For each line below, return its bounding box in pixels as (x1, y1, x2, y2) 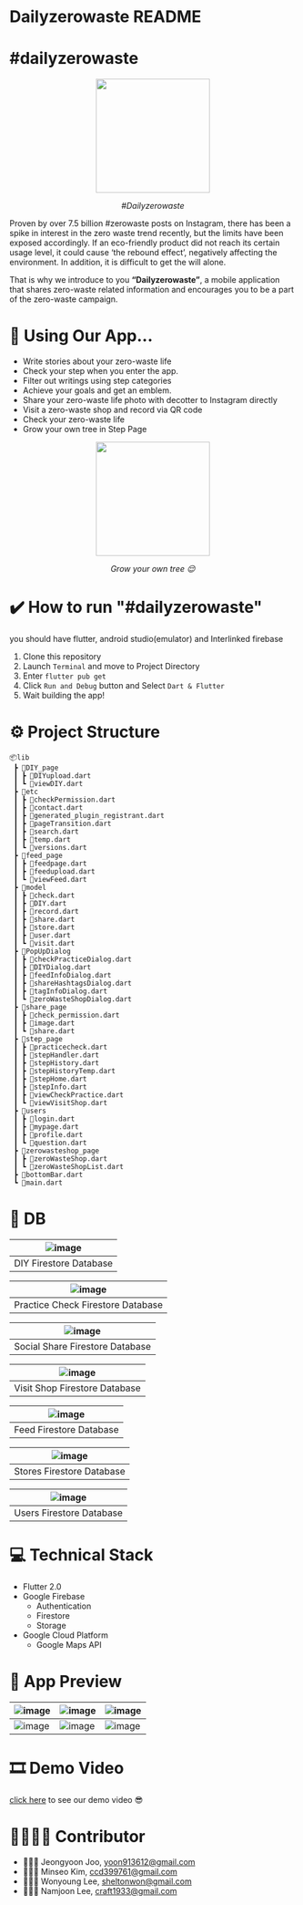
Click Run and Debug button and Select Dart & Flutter (22, 680, 226, 690)
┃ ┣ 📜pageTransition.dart (13, 819, 112, 828)
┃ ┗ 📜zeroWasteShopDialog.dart (13, 994, 132, 1004)
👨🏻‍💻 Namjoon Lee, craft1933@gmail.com (22, 1885, 177, 1896)
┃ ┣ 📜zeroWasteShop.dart (13, 1154, 107, 1164)
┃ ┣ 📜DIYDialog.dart (13, 962, 92, 972)
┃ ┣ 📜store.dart (13, 923, 76, 932)
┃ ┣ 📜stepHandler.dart (13, 1051, 100, 1060)
